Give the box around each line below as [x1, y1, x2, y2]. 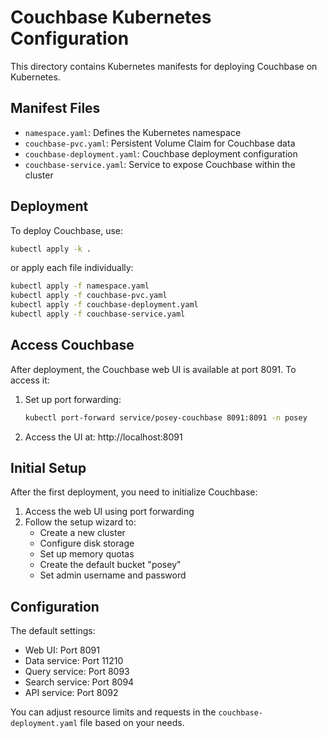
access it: [10, 374, 50, 386]
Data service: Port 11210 [24, 655, 124, 667]
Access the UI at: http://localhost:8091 [24, 431, 183, 443]
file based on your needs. [79, 717, 185, 729]
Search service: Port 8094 [24, 676, 135, 688]
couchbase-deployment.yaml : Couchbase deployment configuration [24, 147, 298, 160]
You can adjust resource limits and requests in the [10, 706, 217, 718]
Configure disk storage [39, 537, 135, 550]
